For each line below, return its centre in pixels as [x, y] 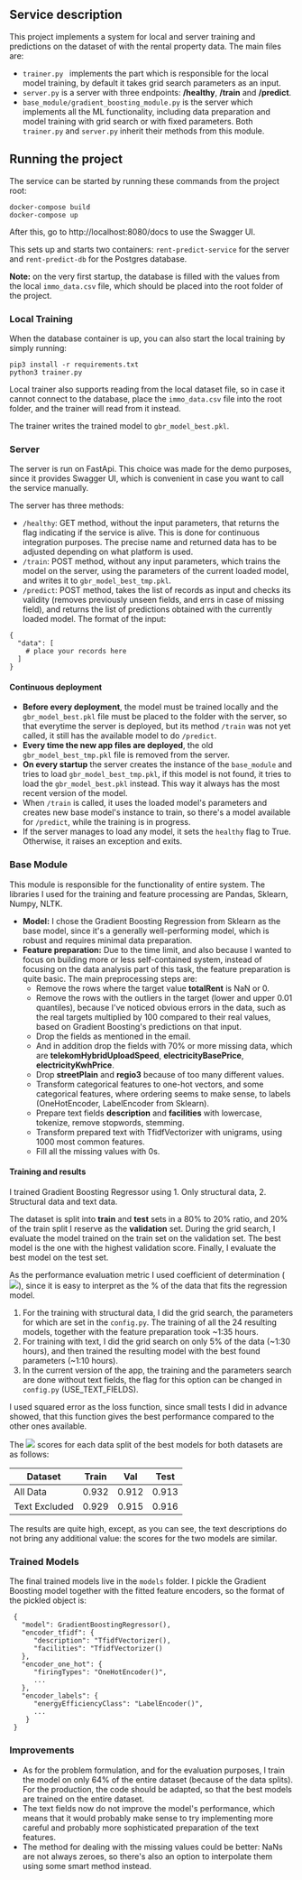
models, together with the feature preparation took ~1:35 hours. [140, 1331]
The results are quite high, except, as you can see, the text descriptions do [148, 1528]
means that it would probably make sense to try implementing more [147, 1818]
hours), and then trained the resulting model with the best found [141, 1351]
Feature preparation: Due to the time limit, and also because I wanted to [157, 949]
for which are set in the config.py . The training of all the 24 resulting [150, 1322]
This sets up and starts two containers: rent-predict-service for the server [150, 249]
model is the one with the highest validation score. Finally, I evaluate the [143, 1247]
